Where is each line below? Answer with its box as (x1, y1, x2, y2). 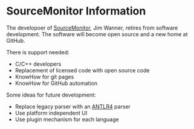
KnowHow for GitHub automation (15, 80, 98, 87)
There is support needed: (6, 48, 70, 55)
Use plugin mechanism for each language (15, 116, 119, 123)
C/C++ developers (15, 60, 62, 68)
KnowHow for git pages (15, 73, 74, 80)
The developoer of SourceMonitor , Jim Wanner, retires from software (6, 24, 178, 31)
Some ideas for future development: (6, 91, 96, 98)
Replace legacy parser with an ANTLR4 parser (15, 102, 131, 110)
